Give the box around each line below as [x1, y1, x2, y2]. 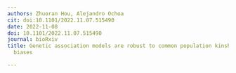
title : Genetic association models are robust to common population [7, 42, 212, 49]
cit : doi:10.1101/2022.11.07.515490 [7, 17, 114, 24]
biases [13, 49, 33, 56]
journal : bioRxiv [7, 36, 58, 43]
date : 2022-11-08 [7, 23, 58, 30]
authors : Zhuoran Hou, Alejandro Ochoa [7, 10, 124, 17]
